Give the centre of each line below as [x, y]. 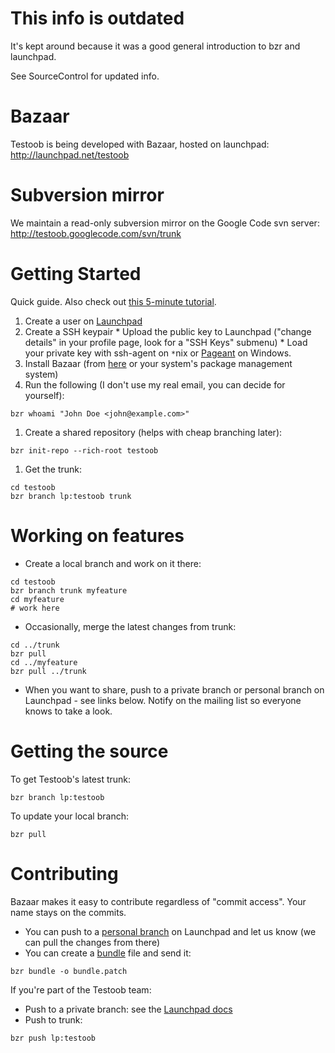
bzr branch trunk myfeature [69, 590]
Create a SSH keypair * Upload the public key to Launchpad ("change [168, 331]
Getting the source [89, 751]
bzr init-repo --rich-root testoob [84, 450]
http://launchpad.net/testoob [70, 154]
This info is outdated [97, 18]
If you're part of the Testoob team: [81, 989]
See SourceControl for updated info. [85, 76]
